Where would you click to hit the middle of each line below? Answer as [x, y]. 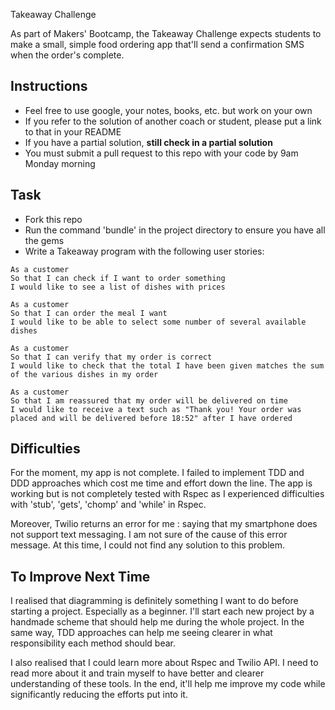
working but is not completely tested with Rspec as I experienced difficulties [167, 494]
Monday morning [60, 163]
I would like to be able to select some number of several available [158, 322]
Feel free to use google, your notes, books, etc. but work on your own [168, 110]
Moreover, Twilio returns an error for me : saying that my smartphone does [164, 524]
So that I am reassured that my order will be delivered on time [149, 400]
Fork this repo [53, 219]
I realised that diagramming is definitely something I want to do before [154, 601]
